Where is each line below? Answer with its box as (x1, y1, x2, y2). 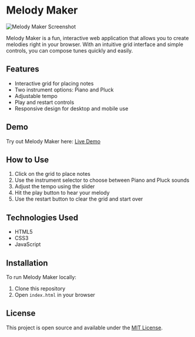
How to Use (6, 155, 49, 165)
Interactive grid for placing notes (14, 80, 94, 87)
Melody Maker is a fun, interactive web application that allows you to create (6, 34, 189, 41)
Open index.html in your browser (14, 292, 96, 298)
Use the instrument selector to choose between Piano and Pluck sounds (14, 176, 190, 184)
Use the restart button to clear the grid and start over (14, 195, 143, 202)
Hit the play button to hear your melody (14, 189, 110, 197)
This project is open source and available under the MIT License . (6, 324, 163, 331)
